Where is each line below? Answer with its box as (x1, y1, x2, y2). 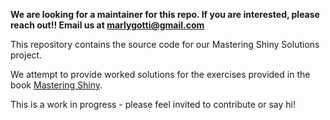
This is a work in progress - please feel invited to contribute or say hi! (10, 99, 296, 110)
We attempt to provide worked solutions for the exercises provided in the (10, 69, 311, 80)
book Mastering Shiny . (10, 79, 103, 91)
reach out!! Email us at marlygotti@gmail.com (10, 19, 205, 31)
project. (10, 49, 43, 61)
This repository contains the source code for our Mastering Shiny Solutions (10, 39, 320, 50)
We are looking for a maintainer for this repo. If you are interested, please (10, 9, 320, 20)
